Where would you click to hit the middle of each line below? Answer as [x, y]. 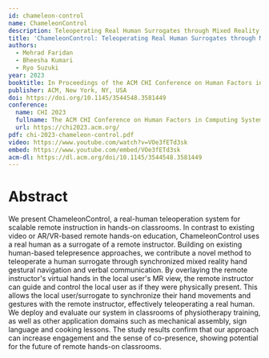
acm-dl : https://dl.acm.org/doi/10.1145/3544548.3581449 [105, 157]
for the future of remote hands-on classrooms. [85, 347]
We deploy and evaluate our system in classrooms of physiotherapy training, [134, 312]
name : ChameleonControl [48, 23]
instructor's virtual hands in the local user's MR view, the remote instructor [131, 279]
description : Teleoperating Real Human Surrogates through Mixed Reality [134, 30]
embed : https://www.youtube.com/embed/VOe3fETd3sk [94, 150]
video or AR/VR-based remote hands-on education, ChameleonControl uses [134, 236]
